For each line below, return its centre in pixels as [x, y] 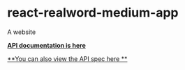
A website [22, 32]
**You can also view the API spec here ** [67, 59]
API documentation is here [46, 45]
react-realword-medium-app [93, 13]
